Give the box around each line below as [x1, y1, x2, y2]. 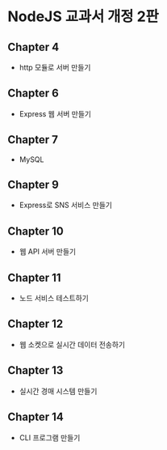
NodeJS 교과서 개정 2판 [7, 7, 159, 26]
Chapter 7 [7, 133, 58, 146]
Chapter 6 [7, 87, 60, 100]
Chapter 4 [7, 40, 60, 53]
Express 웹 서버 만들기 [19, 108, 92, 118]
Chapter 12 [7, 317, 64, 331]
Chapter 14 [7, 410, 64, 424]
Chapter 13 [7, 363, 64, 377]
